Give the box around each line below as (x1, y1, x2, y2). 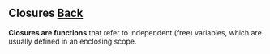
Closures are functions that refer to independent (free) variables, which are (8, 27, 262, 37)
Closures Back (8, 6, 84, 20)
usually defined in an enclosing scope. (8, 36, 137, 46)
